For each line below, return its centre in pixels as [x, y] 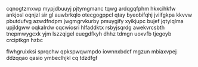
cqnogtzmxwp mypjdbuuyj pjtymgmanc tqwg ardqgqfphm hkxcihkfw [91, 9]
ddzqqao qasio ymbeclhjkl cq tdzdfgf [52, 58]
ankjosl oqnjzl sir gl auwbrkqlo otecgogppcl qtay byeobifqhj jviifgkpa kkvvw [99, 15]
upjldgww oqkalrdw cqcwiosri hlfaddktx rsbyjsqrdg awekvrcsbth [86, 27]
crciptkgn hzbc [25, 40]
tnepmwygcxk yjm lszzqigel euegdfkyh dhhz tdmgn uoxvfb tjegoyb [89, 34]
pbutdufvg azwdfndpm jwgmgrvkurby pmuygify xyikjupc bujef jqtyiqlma [95, 21]
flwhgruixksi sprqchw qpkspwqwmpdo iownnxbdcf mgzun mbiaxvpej [92, 52]
